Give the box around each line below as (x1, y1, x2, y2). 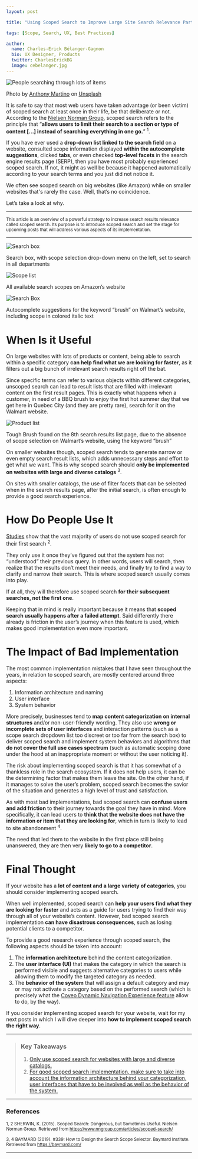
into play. (6, 576, 28, 583)
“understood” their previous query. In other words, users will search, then (6, 557, 184, 564)
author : (6, 41, 25, 47)
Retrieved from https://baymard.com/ (6, 1141, 81, 1147)
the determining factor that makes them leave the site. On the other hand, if (6, 774, 189, 781)
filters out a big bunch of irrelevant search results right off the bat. (6, 365, 167, 373)
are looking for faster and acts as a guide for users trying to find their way (6, 906, 187, 913)
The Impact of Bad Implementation (6, 645, 179, 658)
